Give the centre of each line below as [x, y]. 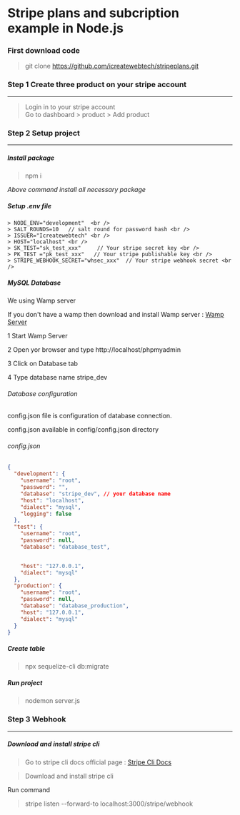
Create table [26, 648]
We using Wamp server [42, 300]
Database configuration [42, 393]
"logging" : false [46, 514]
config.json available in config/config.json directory [83, 430]
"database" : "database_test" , [65, 547]
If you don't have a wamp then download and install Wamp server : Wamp [116, 314]
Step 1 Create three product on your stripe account [97, 85]
